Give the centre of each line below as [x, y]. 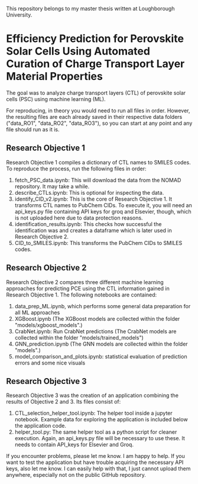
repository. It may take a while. [52, 186]
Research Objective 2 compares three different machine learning [85, 282]
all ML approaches [37, 312]
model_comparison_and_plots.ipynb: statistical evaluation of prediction [101, 356]
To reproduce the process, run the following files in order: [76, 169]
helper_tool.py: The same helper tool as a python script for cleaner [96, 432]
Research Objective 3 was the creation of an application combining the [92, 395]
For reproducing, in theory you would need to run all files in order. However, [98, 110]
